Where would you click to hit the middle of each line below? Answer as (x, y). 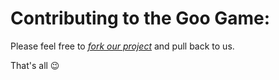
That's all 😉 (35, 65)
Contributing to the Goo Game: (140, 18)
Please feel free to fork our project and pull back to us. (122, 46)
